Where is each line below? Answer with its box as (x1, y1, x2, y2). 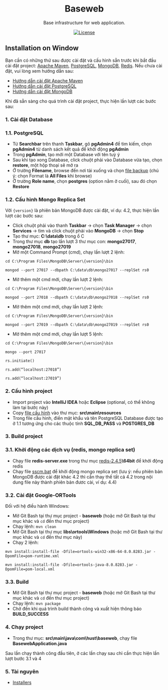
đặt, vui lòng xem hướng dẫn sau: (5, 68, 74, 74)
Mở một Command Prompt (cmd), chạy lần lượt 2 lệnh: (12, 249, 125, 255)
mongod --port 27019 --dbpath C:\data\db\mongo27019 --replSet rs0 (5, 322, 149, 327)
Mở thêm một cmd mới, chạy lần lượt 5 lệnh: (12, 331, 103, 337)
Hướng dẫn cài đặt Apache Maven (12, 77, 83, 83)
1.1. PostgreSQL (5, 129, 44, 136)
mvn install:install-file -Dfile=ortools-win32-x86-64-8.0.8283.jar (5, 549, 151, 554)
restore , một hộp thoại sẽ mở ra (12, 162, 79, 168)
